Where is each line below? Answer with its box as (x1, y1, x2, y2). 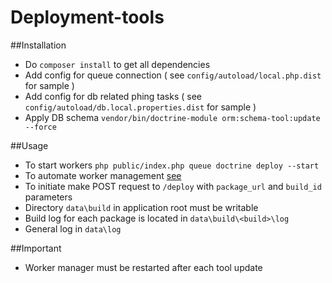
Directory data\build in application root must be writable (24, 201, 259, 213)
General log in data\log (24, 222, 122, 235)
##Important (10, 242, 62, 254)
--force (24, 122, 57, 132)
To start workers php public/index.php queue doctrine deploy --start (24, 159, 320, 171)
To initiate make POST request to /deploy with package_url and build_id (24, 180, 322, 192)
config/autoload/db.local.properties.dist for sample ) (24, 101, 257, 113)
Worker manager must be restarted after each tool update (24, 261, 263, 273)
